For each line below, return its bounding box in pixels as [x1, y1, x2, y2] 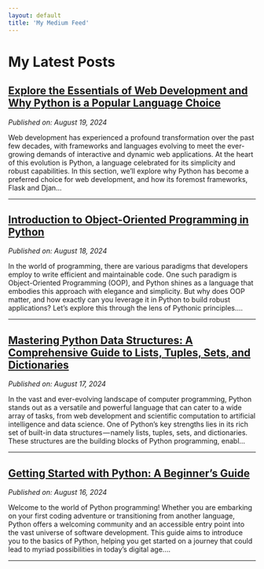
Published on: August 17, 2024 [8, 379, 106, 389]
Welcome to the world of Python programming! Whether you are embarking [8, 502, 253, 512]
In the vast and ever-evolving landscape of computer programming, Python [8, 395, 252, 404]
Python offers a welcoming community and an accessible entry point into [8, 519, 245, 529]
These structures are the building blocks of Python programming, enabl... [8, 437, 246, 446]
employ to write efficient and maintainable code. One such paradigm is [8, 270, 237, 280]
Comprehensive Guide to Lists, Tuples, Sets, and [8, 346, 251, 359]
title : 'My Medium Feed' [8, 19, 90, 27]
